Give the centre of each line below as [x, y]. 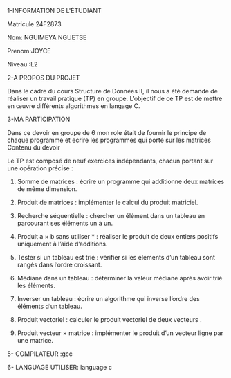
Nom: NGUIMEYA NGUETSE [47, 37]
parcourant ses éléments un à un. [65, 223]
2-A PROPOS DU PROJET [44, 78]
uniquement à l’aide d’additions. [62, 244]
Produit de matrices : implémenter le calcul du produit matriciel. [108, 202]
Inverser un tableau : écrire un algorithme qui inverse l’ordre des [109, 299]
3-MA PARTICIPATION [39, 119]
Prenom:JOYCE [29, 51]
